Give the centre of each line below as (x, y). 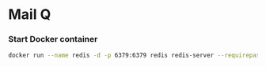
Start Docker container (53, 39)
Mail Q (30, 15)
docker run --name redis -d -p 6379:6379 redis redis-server (111, 56)
